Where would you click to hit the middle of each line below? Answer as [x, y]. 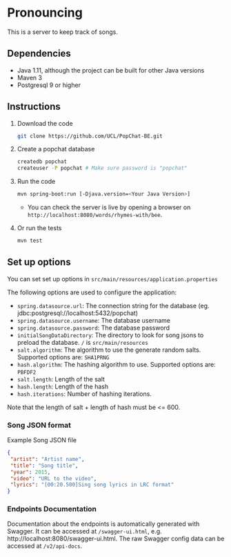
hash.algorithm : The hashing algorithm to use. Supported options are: [116, 364]
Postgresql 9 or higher [49, 85]
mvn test [30, 241]
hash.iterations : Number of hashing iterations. [84, 394]
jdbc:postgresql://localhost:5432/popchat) [78, 313]
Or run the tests [39, 228]
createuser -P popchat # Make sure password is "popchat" [102, 168]
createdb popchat [42, 162]
